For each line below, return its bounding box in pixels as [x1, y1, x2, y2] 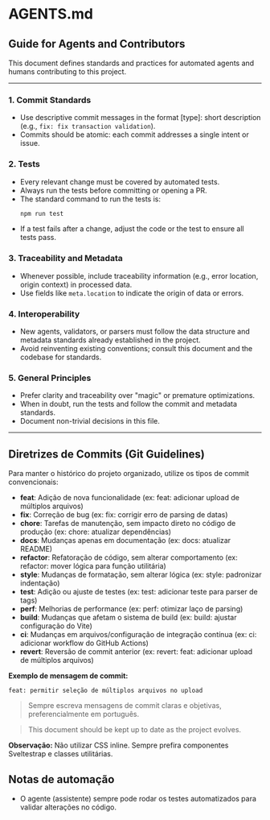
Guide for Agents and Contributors [8, 37, 186, 51]
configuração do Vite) [19, 621, 92, 631]
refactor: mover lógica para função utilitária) [19, 561, 166, 571]
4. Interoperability [8, 308, 80, 319]
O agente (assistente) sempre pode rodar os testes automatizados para [19, 793, 257, 803]
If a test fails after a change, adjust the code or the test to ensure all [19, 224, 244, 234]
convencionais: [8, 477, 59, 487]
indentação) [19, 578, 60, 588]
